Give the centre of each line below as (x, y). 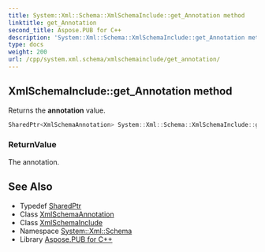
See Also (30, 187)
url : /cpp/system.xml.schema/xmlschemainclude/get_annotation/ (114, 60)
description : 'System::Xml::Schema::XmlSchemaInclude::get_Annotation (127, 37)
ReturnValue (32, 145)
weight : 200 (28, 52)
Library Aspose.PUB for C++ (66, 239)
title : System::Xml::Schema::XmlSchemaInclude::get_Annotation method (127, 15)
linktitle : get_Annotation (52, 23)
